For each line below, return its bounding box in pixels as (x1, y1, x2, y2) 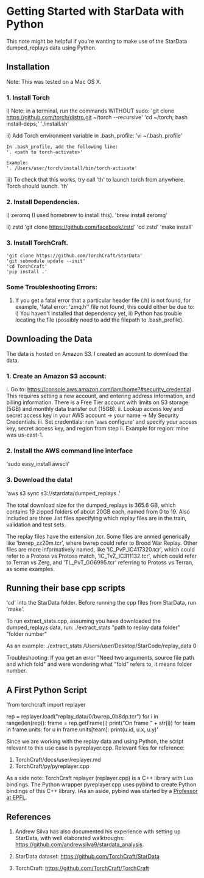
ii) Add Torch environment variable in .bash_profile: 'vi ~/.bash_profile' (6, 132, 183, 139)
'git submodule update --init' (6, 258, 86, 264)
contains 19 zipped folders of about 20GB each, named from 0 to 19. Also (6, 507, 191, 515)
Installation (6, 62, 50, 72)
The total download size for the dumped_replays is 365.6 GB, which (6, 501, 177, 509)
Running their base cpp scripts (6, 583, 126, 594)
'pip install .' (6, 268, 47, 275)
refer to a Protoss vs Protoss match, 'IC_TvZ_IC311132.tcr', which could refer (6, 552, 197, 559)
